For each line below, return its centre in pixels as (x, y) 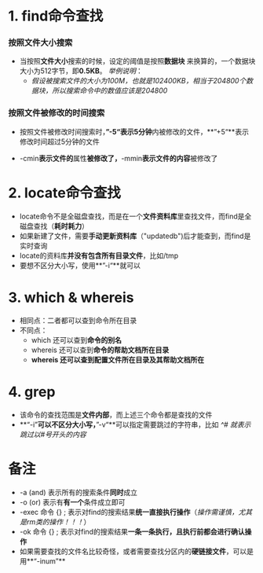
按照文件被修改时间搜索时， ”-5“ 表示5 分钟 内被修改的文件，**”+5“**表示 (134, 131)
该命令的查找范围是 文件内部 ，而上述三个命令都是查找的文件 (116, 414)
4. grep (32, 392)
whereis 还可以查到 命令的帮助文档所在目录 (100, 350)
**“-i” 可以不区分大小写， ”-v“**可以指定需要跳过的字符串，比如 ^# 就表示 (135, 424)
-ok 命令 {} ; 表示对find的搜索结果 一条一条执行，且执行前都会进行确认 (132, 531)
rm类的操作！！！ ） (58, 522)
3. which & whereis (71, 298)
